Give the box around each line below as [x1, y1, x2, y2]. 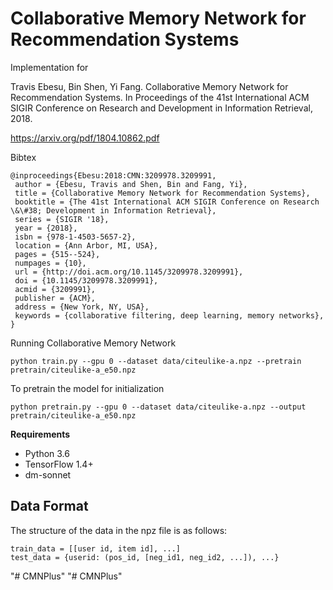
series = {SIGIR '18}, [14, 214, 110, 224]
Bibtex [10, 151, 37, 163]
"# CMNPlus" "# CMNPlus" [10, 570, 123, 582]
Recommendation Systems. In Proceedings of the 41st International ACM [10, 91, 310, 103]
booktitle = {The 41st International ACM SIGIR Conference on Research [14, 197, 320, 207]
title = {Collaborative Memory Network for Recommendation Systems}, [14, 188, 311, 198]
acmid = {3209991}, [14, 284, 97, 294]
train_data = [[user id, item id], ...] [10, 543, 182, 554]
